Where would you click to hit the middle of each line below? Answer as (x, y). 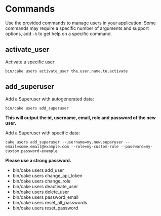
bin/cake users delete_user (41, 192)
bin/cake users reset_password (45, 208)
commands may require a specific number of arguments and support (77, 28)
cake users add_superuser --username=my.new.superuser (64, 142)
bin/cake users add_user (38, 170)
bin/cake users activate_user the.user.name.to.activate (67, 71)
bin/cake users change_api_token (47, 175)
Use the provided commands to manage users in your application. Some (80, 23)
